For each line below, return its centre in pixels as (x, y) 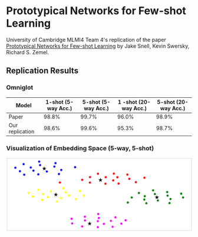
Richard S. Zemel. (27, 52)
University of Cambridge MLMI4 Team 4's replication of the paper (86, 39)
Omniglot (20, 88)
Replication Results (42, 71)
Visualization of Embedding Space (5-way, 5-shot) (80, 149)
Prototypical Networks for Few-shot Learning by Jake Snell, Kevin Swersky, (98, 46)
